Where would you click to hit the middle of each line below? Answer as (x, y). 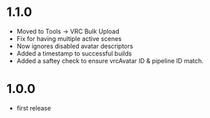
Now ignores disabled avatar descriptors (75, 46)
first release (34, 108)
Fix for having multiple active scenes (69, 38)
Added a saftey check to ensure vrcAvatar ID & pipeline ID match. (110, 60)
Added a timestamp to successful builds (74, 53)
